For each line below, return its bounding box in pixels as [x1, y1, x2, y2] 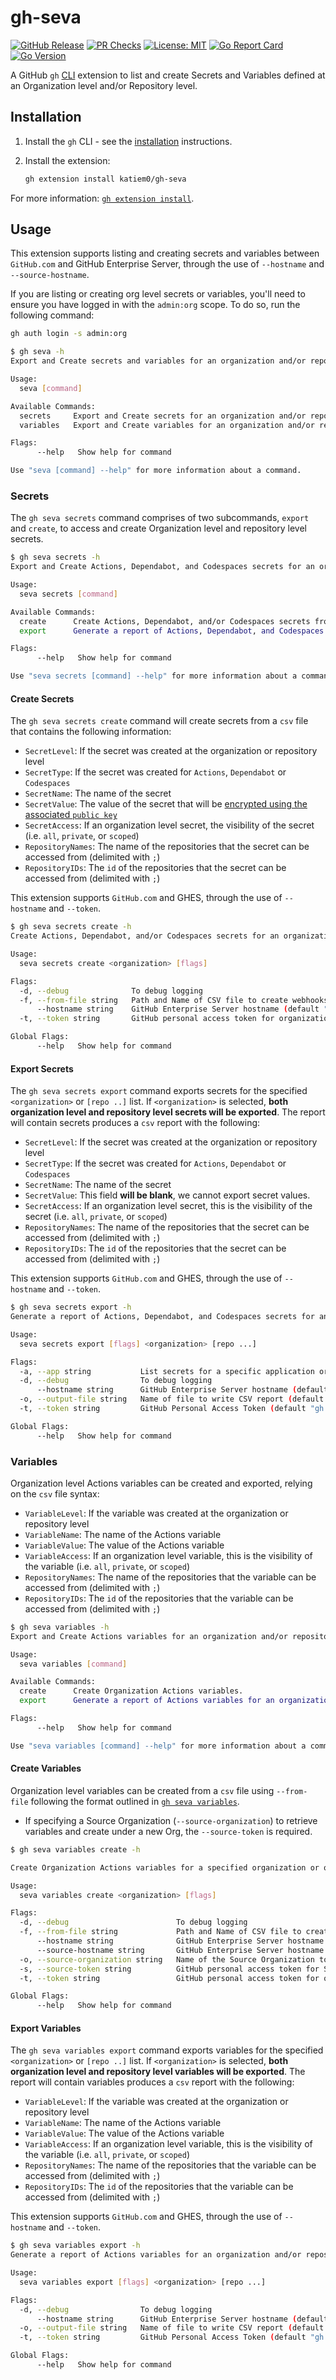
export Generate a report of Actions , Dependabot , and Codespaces [19, 626, 325, 636]
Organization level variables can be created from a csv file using [10, 1784, 275, 1796]
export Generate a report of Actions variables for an [19, 1696, 275, 1706]
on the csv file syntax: [10, 1487, 100, 1500]
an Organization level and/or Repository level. [10, 79, 198, 91]
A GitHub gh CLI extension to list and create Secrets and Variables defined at [10, 69, 326, 81]
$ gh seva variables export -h [10, 2241, 141, 2251]
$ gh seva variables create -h [10, 1844, 141, 1855]
